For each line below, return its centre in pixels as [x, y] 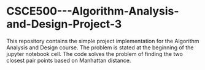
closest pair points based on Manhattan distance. [69, 60]
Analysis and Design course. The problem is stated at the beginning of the [100, 47]
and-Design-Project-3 [64, 24]
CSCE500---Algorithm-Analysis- [93, 11]
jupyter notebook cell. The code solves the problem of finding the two [95, 54]
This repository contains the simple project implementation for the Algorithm [103, 41]
